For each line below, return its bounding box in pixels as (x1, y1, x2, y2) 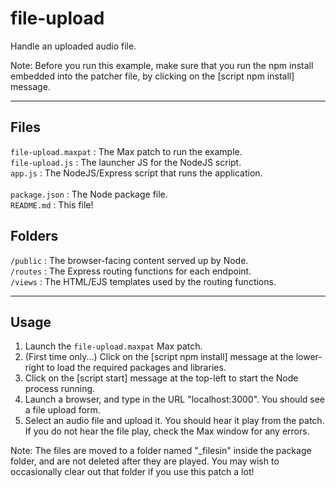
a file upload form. (24, 404, 101, 416)
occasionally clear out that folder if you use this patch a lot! (10, 466, 255, 478)
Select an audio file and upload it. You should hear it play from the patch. (24, 415, 325, 427)
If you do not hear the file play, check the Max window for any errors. (24, 425, 310, 437)
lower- (295, 351, 323, 363)
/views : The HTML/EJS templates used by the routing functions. (10, 275, 277, 287)
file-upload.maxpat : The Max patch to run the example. (10, 145, 243, 157)
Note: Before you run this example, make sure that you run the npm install (10, 59, 314, 71)
